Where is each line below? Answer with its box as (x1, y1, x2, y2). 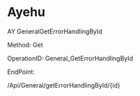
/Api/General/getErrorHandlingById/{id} (7, 81, 120, 89)
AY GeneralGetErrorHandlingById (7, 27, 102, 35)
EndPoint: (7, 67, 35, 76)
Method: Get (7, 40, 43, 49)
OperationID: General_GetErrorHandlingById (7, 54, 134, 63)
